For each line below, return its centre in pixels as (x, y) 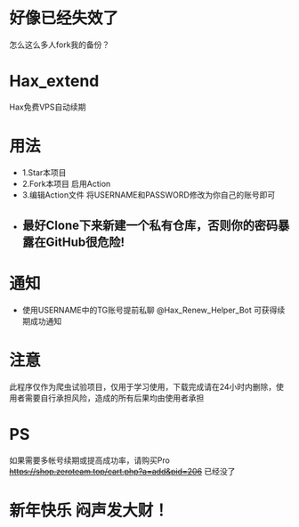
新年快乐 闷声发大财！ (89, 511)
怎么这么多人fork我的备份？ (60, 45)
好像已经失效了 (64, 18)
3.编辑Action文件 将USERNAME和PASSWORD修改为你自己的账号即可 (149, 195)
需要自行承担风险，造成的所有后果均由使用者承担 (114, 398)
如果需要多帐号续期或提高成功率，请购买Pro (90, 460)
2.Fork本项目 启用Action (66, 183)
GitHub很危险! (85, 243)
